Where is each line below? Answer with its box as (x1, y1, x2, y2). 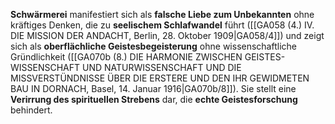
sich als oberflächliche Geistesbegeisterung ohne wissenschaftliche (10, 40, 297, 52)
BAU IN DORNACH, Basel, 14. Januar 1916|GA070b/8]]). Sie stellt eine (10, 83, 297, 94)
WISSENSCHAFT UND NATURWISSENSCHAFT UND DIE (10, 62, 242, 73)
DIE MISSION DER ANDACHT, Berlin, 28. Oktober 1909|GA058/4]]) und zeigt (10, 30, 325, 41)
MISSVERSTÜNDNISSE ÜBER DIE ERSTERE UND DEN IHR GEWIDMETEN (10, 72, 310, 84)
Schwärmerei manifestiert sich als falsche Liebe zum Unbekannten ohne (10, 9, 315, 20)
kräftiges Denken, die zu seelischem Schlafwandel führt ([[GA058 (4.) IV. (10, 19, 315, 31)
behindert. (10, 104, 53, 116)
